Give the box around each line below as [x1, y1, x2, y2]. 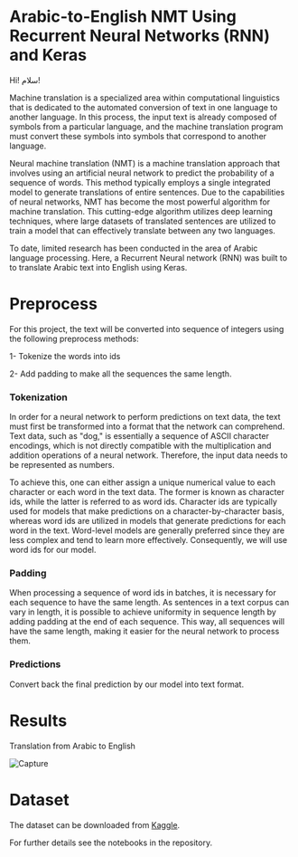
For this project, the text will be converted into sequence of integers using [9, 323, 284, 334]
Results [9, 710, 68, 730]
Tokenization [9, 391, 68, 404]
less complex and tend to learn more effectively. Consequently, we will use [9, 535, 287, 546]
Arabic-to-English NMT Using [9, 6, 237, 27]
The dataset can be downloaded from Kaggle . [9, 819, 181, 830]
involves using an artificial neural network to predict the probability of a [9, 167, 275, 178]
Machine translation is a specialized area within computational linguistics [9, 92, 280, 103]
